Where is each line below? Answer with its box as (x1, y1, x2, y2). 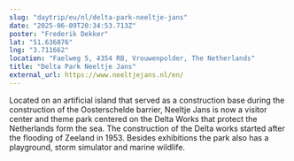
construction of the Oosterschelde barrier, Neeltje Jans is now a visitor (9, 103, 267, 115)
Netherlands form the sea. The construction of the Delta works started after (9, 123, 285, 134)
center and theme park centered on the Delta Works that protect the (9, 113, 258, 124)
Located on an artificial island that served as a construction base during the (9, 95, 285, 105)
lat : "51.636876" (9, 37, 73, 47)
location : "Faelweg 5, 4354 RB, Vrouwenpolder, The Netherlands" (9, 54, 255, 63)
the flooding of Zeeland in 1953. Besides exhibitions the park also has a (9, 132, 269, 142)
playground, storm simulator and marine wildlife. (9, 142, 186, 152)
